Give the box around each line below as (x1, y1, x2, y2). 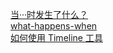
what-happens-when (10, 20, 98, 32)
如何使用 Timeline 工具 (10, 32, 103, 43)
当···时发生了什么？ (10, 9, 89, 20)
